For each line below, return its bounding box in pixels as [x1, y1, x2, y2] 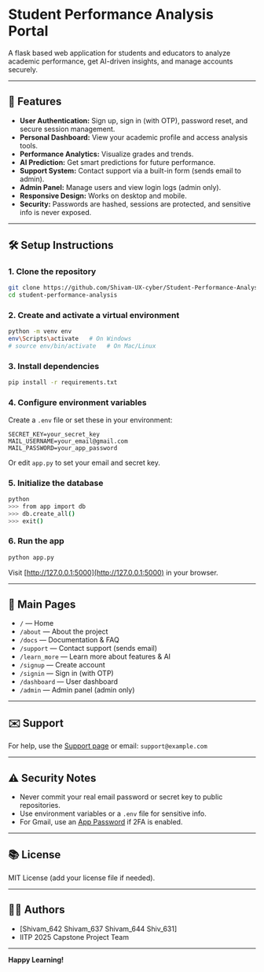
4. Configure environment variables [8, 397, 147, 408]
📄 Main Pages [8, 597, 76, 611]
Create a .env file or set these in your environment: [8, 415, 173, 425]
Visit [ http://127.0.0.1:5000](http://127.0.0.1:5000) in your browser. [8, 568, 218, 577]
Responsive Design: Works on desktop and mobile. [19, 191, 187, 200]
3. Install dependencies [8, 361, 100, 372]
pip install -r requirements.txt [8, 378, 118, 386]
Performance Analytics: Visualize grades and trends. [19, 149, 194, 159]
